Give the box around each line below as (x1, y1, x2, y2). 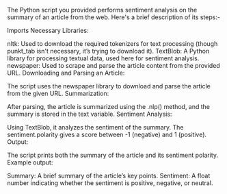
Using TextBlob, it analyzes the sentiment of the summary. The (7, 123, 184, 131)
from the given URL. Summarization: (7, 89, 109, 97)
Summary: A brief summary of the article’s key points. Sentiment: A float (7, 171, 211, 180)
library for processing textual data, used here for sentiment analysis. (7, 54, 200, 62)
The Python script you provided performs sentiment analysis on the (7, 6, 198, 14)
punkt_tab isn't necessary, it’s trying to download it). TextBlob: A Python (7, 47, 210, 55)
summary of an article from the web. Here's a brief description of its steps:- (7, 13, 221, 21)
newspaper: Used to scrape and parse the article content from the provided (7, 62, 220, 69)
